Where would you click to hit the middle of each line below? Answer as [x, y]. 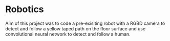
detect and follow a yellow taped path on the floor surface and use [76, 28]
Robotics [25, 9]
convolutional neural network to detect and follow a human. [68, 34]
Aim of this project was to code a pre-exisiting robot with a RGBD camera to [85, 23]
